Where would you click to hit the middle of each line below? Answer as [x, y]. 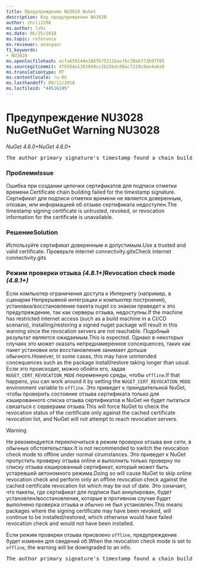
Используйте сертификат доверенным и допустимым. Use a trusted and [96, 245]
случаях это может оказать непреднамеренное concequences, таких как [98, 344]
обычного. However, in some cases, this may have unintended [81, 356]
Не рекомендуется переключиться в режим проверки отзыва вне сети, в [99, 442]
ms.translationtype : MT [35, 72]
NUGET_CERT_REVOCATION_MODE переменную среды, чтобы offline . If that [93, 375]
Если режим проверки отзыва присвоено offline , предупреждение [92, 534]
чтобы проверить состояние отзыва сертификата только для [82, 394]
